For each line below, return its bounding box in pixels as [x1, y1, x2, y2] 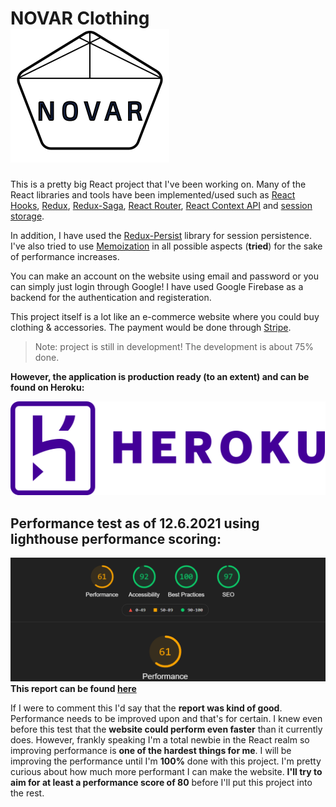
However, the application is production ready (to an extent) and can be [10, 370, 310, 382]
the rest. [10, 787, 45, 799]
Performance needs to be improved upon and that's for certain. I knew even [10, 713, 323, 725]
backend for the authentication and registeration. [10, 291, 212, 303]
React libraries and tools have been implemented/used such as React [10, 188, 296, 201]
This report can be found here [10, 683, 137, 695]
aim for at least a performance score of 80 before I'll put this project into [10, 777, 313, 789]
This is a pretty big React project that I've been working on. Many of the [10, 178, 307, 190]
